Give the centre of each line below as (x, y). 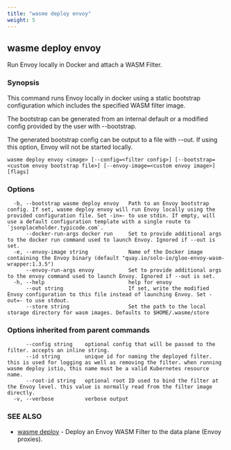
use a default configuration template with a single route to (99, 222)
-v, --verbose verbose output (71, 399)
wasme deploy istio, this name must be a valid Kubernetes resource (108, 369)
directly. (22, 393)
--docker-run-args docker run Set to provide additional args (123, 234)
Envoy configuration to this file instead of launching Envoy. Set (107, 294)
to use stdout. (48, 300)
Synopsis (23, 83)
